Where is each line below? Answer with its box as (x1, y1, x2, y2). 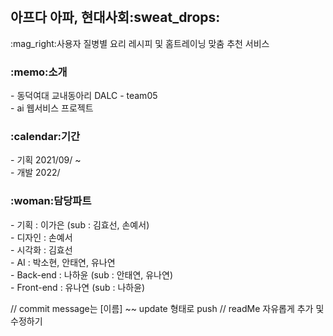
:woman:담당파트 (10, 194, 92, 208)
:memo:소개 (10, 65, 68, 79)
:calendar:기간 (10, 130, 81, 144)
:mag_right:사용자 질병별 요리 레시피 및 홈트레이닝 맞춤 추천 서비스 (10, 37, 270, 49)
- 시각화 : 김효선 (10, 243, 73, 256)
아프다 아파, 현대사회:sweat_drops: (10, 9, 221, 26)
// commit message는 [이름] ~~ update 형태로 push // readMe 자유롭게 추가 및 (10, 302, 325, 314)
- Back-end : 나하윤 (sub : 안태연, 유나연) (10, 268, 173, 281)
